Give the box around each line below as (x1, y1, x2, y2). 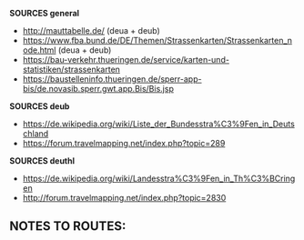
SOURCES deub (9, 101, 70, 112)
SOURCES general (9, 8, 80, 18)
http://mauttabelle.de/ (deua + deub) (22, 25, 161, 35)
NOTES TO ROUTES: (9, 218, 127, 235)
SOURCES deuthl (9, 155, 76, 166)
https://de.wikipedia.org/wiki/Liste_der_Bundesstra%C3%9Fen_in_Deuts (22, 118, 296, 129)
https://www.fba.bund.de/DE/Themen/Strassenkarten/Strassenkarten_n (22, 35, 293, 45)
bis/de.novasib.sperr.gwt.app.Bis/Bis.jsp (22, 84, 175, 94)
